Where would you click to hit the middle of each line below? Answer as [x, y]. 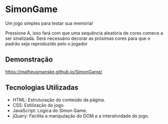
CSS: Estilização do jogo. [39, 105]
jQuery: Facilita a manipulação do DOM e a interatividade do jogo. [81, 116]
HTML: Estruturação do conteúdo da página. [59, 100]
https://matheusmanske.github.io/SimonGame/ [54, 72]
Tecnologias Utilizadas [42, 87]
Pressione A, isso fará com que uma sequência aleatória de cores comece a [84, 33]
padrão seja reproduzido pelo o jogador [46, 43]
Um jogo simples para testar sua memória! [49, 23]
